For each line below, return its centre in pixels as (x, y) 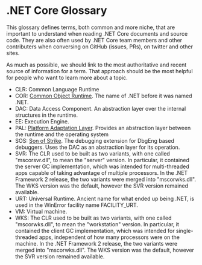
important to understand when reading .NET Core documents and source (97, 33)
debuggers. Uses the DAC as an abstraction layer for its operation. (97, 147)
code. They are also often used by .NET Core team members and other (94, 40)
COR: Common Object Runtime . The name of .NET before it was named (103, 96)
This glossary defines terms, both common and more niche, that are (91, 27)
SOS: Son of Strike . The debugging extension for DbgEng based (95, 140)
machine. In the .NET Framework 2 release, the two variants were (96, 243)
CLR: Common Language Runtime (57, 89)
